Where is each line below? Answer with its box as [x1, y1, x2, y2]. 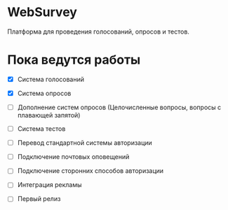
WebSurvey [7, 4, 77, 20]
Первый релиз [17, 195, 61, 203]
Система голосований [17, 75, 84, 83]
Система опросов [17, 89, 72, 97]
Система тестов [17, 125, 66, 133]
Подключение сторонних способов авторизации [17, 167, 163, 175]
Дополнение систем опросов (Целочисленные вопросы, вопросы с [17, 103, 222, 111]
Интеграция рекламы [17, 181, 82, 189]
